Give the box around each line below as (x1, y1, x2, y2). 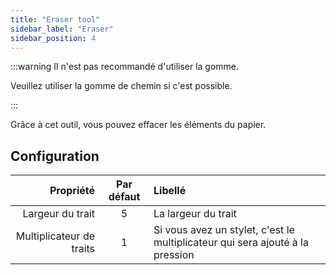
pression (153, 248, 195, 262)
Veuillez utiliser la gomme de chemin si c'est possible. (10, 80, 233, 92)
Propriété (49, 184, 96, 198)
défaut (108, 190, 141, 204)
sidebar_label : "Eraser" (10, 24, 114, 34)
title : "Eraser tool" (10, 14, 101, 25)
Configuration (10, 147, 100, 165)
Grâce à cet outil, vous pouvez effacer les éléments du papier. (10, 119, 267, 131)
